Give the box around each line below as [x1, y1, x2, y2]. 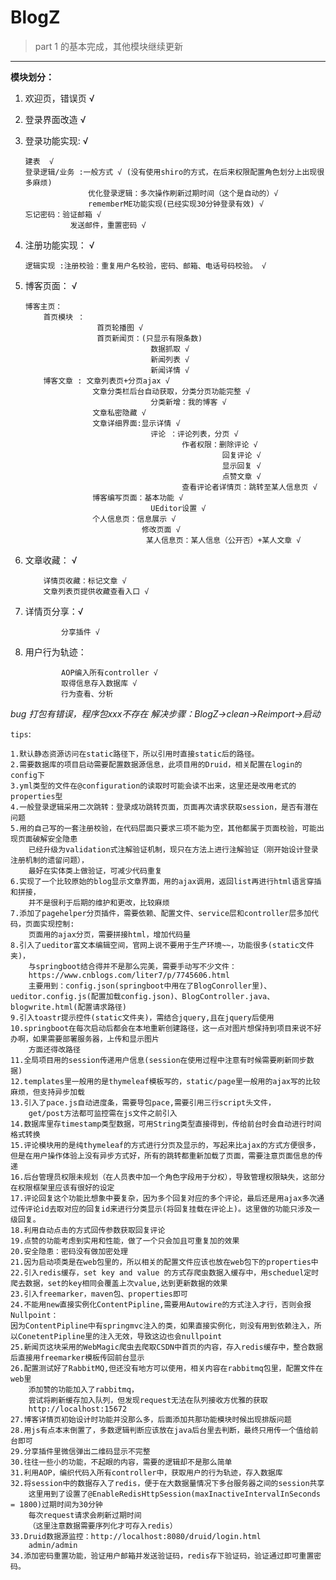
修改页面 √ [141, 524, 181, 535]
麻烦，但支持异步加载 [10, 1087, 85, 1097]
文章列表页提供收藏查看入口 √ [43, 586, 150, 596]
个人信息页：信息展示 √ [92, 514, 177, 524]
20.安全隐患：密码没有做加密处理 [10, 1246, 128, 1256]
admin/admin [28, 1540, 78, 1550]
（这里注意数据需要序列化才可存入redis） [28, 1521, 178, 1531]
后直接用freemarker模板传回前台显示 [10, 1352, 145, 1363]
